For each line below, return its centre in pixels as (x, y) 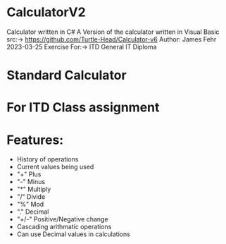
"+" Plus (29, 174)
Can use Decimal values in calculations (74, 234)
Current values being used (55, 167)
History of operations (48, 159)
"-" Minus (31, 182)
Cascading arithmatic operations (64, 227)
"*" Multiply (34, 189)
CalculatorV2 (46, 12)
